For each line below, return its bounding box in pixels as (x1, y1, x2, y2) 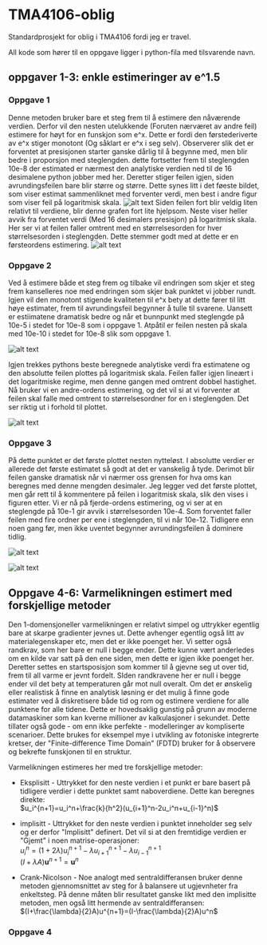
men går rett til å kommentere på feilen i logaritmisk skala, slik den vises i (8, 489, 249, 500)
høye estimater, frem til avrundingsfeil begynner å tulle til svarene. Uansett (8, 303, 253, 313)
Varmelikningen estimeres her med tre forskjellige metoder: (8, 762, 203, 772)
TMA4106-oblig (8, 6, 116, 24)
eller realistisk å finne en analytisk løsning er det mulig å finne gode (8, 688, 230, 698)
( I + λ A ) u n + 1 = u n (19, 856, 79, 867)
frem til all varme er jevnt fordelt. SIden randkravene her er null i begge (8, 670, 241, 680)
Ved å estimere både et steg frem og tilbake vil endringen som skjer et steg (8, 278, 255, 287)
